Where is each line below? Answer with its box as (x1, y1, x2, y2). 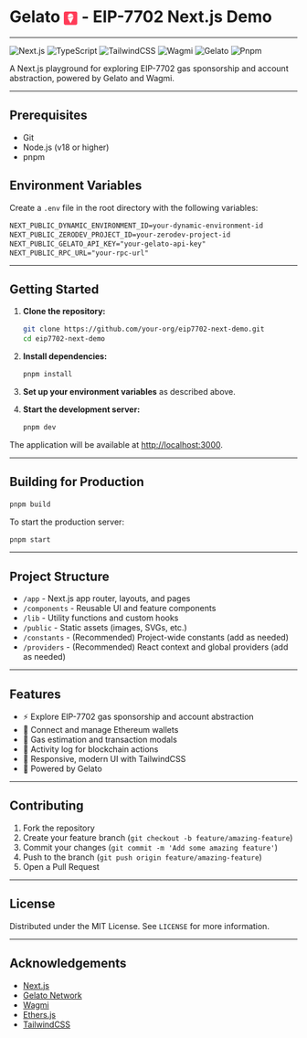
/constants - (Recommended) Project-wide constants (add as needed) (22, 632, 290, 643)
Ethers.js (22, 1009, 57, 1020)
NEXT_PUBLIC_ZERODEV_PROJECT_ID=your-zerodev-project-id (9, 230, 231, 239)
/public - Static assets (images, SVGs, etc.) (22, 622, 187, 633)
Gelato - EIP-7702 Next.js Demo (9, 6, 272, 27)
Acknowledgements (9, 956, 127, 971)
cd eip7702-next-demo (22, 334, 105, 344)
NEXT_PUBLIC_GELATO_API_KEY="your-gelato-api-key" (9, 239, 206, 249)
